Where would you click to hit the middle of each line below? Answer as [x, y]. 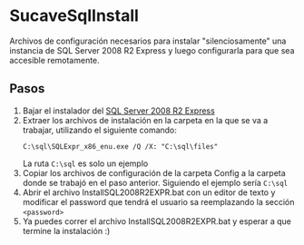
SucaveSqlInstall [74, 16]
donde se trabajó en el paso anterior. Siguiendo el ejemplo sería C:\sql [155, 182]
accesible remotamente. [54, 60]
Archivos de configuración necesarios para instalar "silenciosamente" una [148, 41]
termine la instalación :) [66, 230]
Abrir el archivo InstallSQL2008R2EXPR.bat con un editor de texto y [149, 192]
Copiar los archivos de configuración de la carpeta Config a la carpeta [154, 172]
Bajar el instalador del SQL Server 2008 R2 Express [118, 111]
